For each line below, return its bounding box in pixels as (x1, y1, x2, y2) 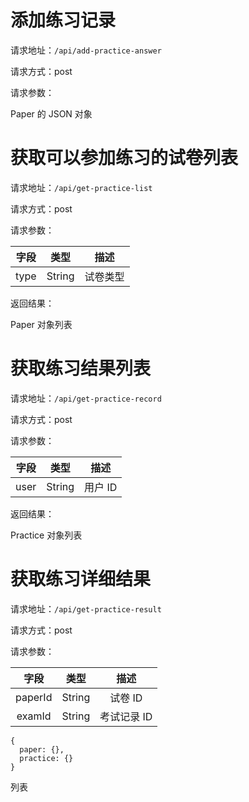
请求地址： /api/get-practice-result (10, 602, 162, 615)
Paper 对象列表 (10, 318, 73, 330)
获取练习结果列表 (10, 357, 152, 380)
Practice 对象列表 (10, 529, 83, 541)
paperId (15, 690, 53, 704)
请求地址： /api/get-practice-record (10, 392, 162, 404)
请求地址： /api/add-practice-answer (10, 44, 162, 56)
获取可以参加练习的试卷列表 (10, 147, 239, 170)
